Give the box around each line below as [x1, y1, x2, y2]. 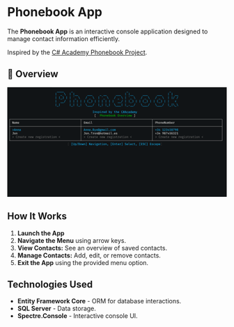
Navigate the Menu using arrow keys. [17, 236, 127, 244]
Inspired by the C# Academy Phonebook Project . [7, 48, 148, 56]
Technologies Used [7, 278, 93, 290]
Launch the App [17, 229, 65, 237]
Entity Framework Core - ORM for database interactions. [17, 297, 182, 305]
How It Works [7, 210, 68, 223]
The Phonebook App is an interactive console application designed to [7, 27, 208, 35]
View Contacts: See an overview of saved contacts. [17, 244, 168, 252]
